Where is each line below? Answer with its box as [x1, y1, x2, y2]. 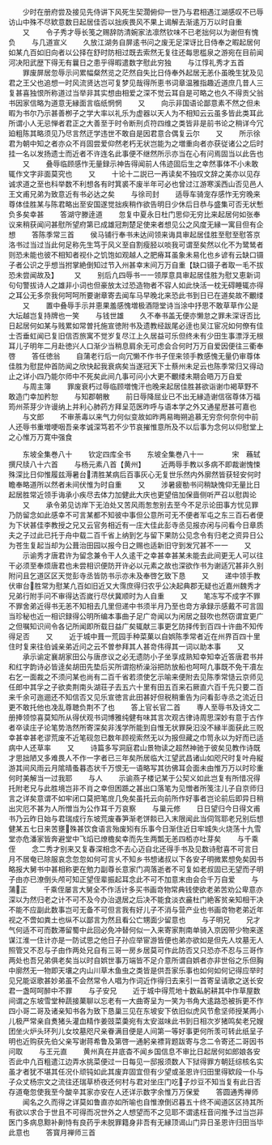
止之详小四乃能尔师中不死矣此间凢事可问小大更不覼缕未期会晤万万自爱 [8, 372, 243, 381]
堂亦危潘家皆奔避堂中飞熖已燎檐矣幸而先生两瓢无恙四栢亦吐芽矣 [8, 834, 221, 844]
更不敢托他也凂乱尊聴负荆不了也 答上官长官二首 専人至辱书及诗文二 [8, 703, 261, 712]
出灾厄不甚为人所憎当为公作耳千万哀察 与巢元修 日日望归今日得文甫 [8, 804, 261, 813]
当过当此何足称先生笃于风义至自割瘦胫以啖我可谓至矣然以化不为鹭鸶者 [29, 240, 264, 249]
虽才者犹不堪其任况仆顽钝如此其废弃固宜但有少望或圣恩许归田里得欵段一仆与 [8, 1067, 264, 1076]
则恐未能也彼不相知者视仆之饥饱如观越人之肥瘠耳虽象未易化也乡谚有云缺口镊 [8, 250, 264, 259]
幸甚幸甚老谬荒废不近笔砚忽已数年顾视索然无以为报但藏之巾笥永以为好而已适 [8, 733, 264, 743]
